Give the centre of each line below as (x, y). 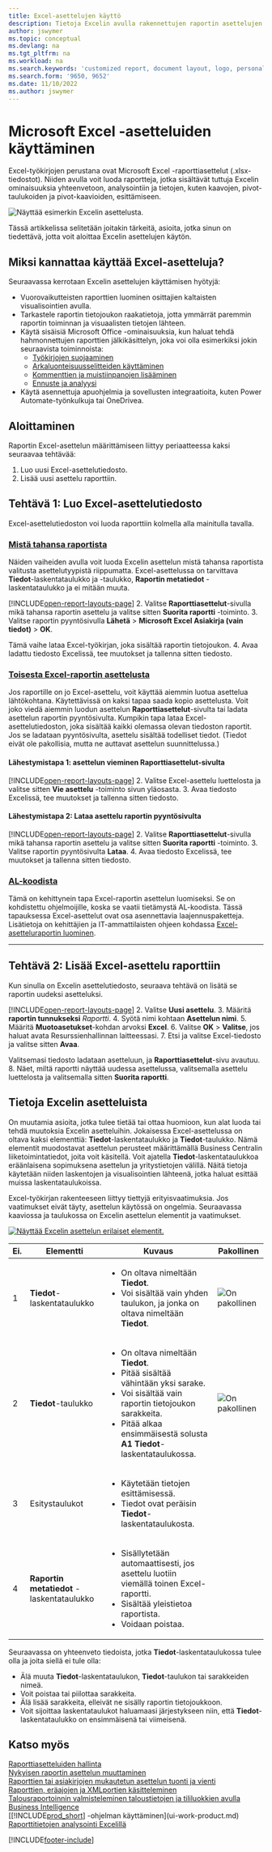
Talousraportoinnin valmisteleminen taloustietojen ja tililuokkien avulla (125, 1799)
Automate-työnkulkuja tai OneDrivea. (82, 401)
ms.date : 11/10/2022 (43, 83)
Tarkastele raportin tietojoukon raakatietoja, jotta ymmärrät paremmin (136, 315)
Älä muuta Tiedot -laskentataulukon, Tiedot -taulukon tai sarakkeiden (134, 1676)
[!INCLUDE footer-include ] (51, 1840)
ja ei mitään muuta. (98, 588)
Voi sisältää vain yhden (165, 1292)
